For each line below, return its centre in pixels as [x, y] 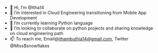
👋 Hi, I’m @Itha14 [27, 8]
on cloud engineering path [36, 33]
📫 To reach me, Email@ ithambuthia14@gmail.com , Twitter [69, 39]
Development [23, 18]
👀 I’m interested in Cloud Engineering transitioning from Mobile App [78, 13]
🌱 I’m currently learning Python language [51, 23]
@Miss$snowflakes [30, 46]
